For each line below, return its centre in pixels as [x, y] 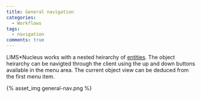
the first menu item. [30, 77]
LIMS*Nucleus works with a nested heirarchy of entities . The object [91, 57]
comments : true [25, 40]
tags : [13, 29]
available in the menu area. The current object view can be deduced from [97, 70]
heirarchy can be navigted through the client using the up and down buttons [101, 64]
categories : [21, 18]
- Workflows [27, 23]
